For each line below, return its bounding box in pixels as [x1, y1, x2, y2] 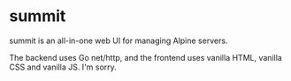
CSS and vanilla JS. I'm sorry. [9, 62, 117, 72]
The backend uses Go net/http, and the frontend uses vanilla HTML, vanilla [9, 52, 283, 63]
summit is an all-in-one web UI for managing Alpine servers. [9, 35, 228, 46]
